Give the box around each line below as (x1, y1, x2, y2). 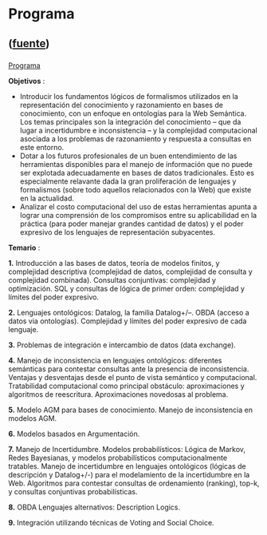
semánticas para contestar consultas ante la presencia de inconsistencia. (8, 364, 249, 374)
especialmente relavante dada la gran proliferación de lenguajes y (19, 176, 237, 186)
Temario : (8, 243, 41, 252)
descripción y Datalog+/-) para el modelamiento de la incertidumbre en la (8, 470, 250, 479)
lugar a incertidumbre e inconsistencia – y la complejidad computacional (19, 125, 257, 135)
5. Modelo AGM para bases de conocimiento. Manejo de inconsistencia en (8, 405, 253, 414)
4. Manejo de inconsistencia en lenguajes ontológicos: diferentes (8, 355, 222, 365)
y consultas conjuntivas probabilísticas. (8, 486, 138, 496)
